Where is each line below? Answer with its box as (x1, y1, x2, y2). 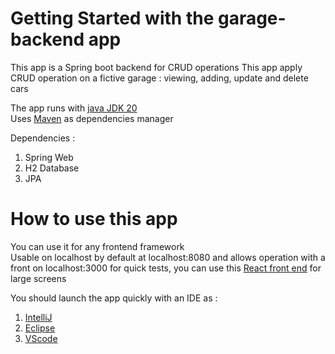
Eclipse (24, 322, 56, 334)
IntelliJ (24, 311, 53, 323)
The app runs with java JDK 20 (10, 102, 138, 114)
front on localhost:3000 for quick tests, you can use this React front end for (10, 262, 322, 274)
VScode (24, 332, 58, 344)
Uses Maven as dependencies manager (10, 112, 174, 124)
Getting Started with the (10, 7, 215, 30)
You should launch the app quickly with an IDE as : (10, 292, 218, 304)
